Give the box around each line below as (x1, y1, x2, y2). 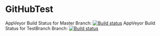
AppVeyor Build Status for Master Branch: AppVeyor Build (5, 20, 155, 26)
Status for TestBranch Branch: (5, 25, 68, 31)
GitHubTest (5, 3, 54, 15)
